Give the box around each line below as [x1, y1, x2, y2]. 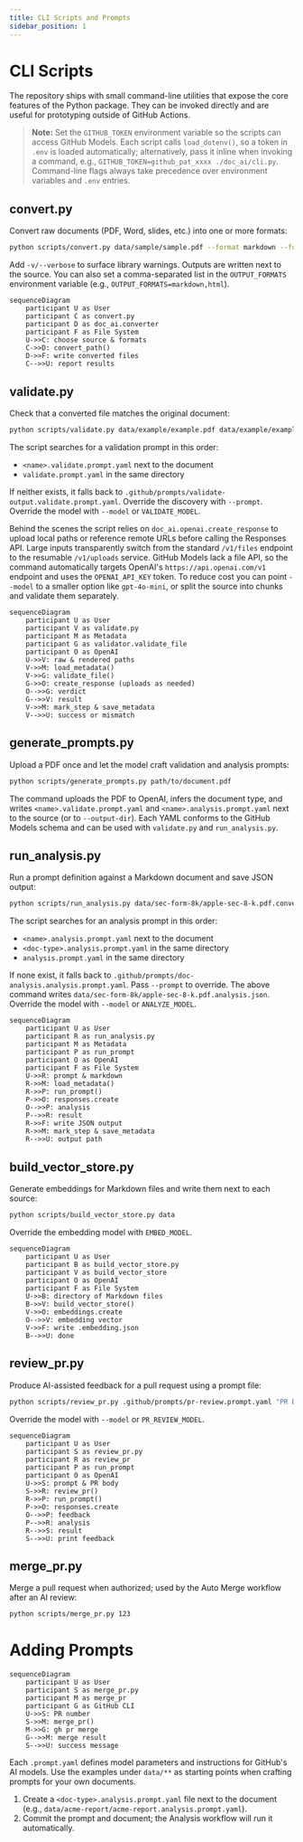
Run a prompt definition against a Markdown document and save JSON [9, 872, 273, 883]
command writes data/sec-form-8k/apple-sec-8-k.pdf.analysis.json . [9, 989, 271, 1000]
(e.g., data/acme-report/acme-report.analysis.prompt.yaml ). [22, 1803, 248, 1814]
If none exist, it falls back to [9, 969, 112, 981]
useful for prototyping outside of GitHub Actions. [9, 109, 191, 120]
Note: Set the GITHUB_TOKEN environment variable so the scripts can [31, 128, 281, 138]
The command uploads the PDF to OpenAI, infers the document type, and [9, 793, 283, 804]
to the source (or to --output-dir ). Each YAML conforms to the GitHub [9, 812, 271, 823]
